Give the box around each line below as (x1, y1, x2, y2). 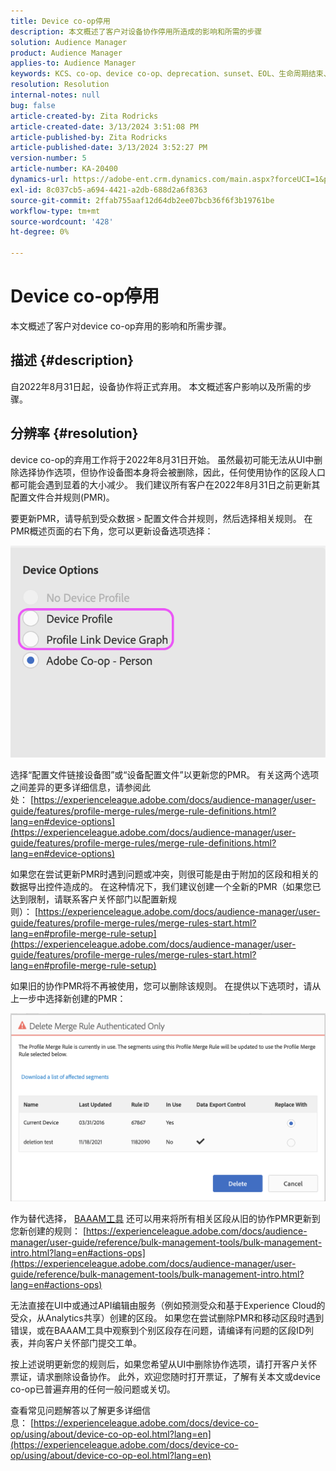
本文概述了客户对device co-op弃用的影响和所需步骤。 (10, 320, 232, 332)
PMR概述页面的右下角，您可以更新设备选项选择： (10, 525, 214, 537)
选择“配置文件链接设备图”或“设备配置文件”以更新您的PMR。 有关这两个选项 (10, 769, 320, 781)
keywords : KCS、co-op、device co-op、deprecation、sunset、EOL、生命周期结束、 (10, 69, 332, 79)
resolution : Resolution (10, 80, 110, 90)
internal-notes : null (10, 90, 101, 100)
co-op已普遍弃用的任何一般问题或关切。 (10, 1383, 176, 1395)
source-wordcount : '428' (10, 216, 114, 227)
